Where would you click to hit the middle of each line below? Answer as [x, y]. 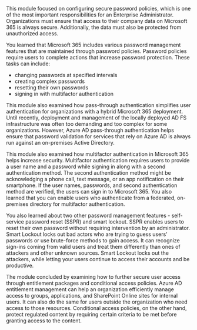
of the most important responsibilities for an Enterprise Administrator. [90, 15]
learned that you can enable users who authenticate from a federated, [91, 198]
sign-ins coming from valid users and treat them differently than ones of [93, 247]
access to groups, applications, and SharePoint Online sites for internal [92, 296]
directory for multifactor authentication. [77, 204]
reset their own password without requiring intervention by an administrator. [98, 228]
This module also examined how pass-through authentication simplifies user [98, 105]
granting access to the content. [44, 321]
